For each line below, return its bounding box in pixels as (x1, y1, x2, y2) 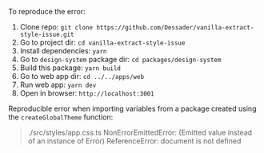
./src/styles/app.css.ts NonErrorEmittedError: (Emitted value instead (27, 127, 253, 137)
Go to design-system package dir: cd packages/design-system (19, 55, 222, 64)
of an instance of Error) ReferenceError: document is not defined (27, 136, 242, 146)
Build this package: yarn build (19, 63, 122, 73)
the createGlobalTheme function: (8, 112, 114, 122)
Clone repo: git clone (19, 22, 94, 31)
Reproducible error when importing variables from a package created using (8, 104, 257, 113)
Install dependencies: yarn (19, 46, 107, 55)
